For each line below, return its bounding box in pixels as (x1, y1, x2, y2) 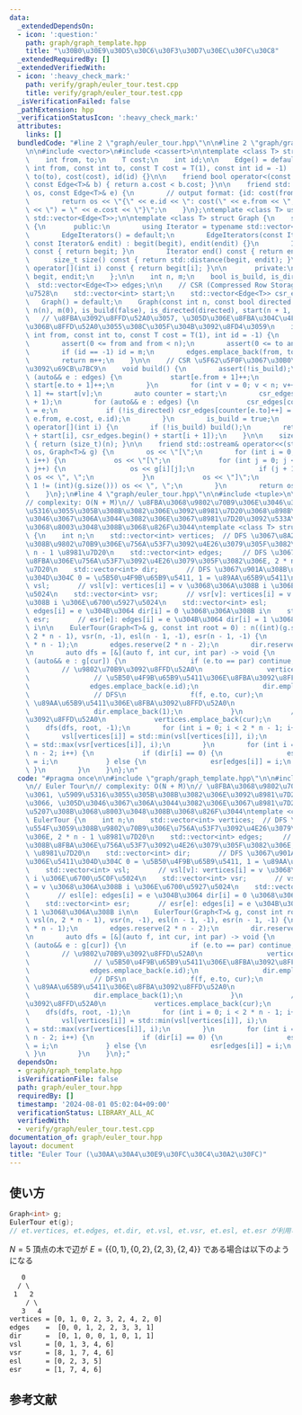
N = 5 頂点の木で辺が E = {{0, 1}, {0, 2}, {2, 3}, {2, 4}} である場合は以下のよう (9, 1244, 290, 1255)
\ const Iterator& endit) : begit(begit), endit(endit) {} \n (25, 239, 259, 248)
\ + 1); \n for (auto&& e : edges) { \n (25, 397, 200, 407)
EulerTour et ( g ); (9, 1218, 75, 1227)
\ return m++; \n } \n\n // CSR (25, 356, 191, 365)
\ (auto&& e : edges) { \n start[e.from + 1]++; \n (25, 372, 259, 382)
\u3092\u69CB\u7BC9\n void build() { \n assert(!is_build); (25, 364, 292, 373)
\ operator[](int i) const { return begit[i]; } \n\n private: (25, 264, 288, 273)
